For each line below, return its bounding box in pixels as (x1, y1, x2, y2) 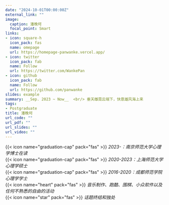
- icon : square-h (5, 36, 42, 41)
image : (5, 17, 19, 22)
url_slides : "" (5, 125, 37, 130)
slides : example (5, 92, 39, 97)
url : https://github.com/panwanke (10, 87, 82, 92)
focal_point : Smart (10, 26, 51, 31)
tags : (5, 101, 17, 107)
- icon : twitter (5, 54, 39, 60)
